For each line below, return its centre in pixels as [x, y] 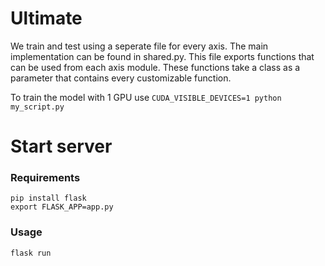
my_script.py [37, 107]
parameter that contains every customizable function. [121, 78]
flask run [31, 253]
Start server [61, 146]
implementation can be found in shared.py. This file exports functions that [162, 56]
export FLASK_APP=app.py [62, 207]
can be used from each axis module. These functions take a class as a [155, 67]
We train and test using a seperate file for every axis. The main [139, 46]
